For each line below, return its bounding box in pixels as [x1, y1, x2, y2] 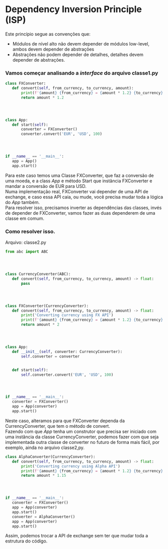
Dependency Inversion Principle [5, 4, 142, 15]
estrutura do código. [5, 538, 48, 544]
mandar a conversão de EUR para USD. [5, 183, 87, 189]
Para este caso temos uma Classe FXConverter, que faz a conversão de [5, 172, 154, 178]
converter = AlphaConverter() [12, 514, 75, 519]
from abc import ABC [5, 249, 49, 255]
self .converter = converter [21, 354, 80, 359]
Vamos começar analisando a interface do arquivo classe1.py [5, 69, 158, 76]
